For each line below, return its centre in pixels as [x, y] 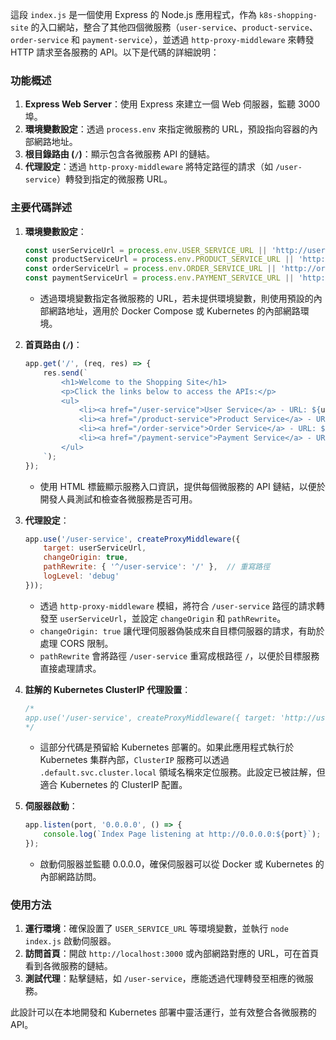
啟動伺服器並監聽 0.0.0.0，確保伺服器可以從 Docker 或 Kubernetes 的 [182, 864]
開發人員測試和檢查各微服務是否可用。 [118, 499]
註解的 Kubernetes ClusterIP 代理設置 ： [108, 689]
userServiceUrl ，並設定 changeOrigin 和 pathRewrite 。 [173, 618]
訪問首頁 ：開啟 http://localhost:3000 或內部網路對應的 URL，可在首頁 [172, 954]
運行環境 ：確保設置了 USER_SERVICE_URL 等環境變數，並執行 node [156, 929]
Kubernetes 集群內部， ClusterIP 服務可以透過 [134, 760]
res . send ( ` [66, 373]
